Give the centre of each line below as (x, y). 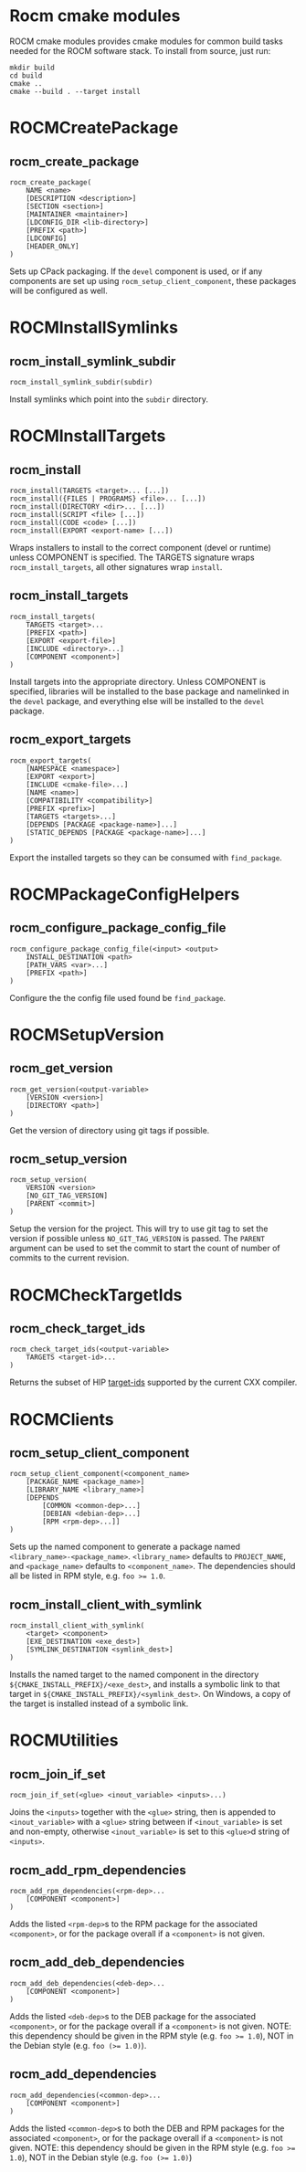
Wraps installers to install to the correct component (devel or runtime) (140, 547)
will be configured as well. (58, 290)
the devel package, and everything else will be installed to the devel (137, 701)
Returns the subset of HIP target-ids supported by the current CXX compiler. (153, 1382)
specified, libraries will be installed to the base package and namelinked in (149, 691)
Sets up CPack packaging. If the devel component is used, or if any (136, 271)
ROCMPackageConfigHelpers (125, 894)
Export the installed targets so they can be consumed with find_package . (146, 857)
